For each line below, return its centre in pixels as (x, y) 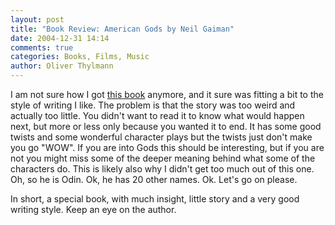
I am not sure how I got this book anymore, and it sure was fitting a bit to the (167, 94)
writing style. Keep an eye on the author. (93, 209)
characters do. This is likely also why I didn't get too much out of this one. (162, 169)
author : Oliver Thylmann (62, 66)
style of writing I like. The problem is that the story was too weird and (153, 105)
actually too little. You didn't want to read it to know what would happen (157, 115)
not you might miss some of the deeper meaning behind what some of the (163, 158)
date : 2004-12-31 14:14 (60, 38)
